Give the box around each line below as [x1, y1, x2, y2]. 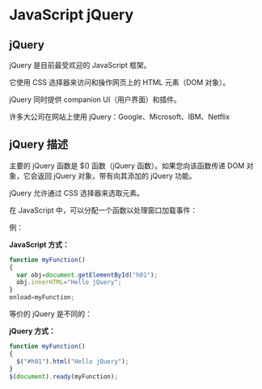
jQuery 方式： [9, 326, 56, 336]
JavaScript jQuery [9, 6, 134, 24]
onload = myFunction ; [9, 294, 75, 302]
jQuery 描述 [9, 137, 69, 151]
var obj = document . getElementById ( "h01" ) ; [16, 271, 158, 279]
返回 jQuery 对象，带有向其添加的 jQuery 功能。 [36, 171, 196, 180]
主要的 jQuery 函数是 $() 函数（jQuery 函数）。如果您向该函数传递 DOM [9, 160, 245, 171]
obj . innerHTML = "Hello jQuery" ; [16, 278, 122, 286]
